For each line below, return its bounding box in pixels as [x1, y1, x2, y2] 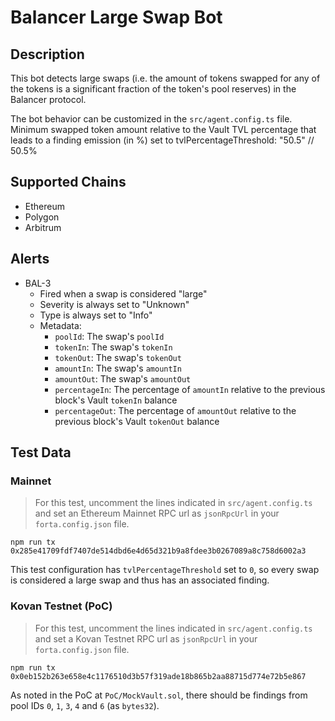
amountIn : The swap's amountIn [54, 362, 182, 374]
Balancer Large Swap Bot [10, 6, 223, 29]
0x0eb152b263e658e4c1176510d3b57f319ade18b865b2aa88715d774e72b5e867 [10, 671, 307, 681]
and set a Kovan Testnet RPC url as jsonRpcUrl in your [34, 632, 258, 645]
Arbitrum [24, 221, 62, 233]
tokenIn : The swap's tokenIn [54, 341, 173, 353]
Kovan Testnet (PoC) [10, 599, 113, 613]
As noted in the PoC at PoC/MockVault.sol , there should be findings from [10, 689, 308, 701]
